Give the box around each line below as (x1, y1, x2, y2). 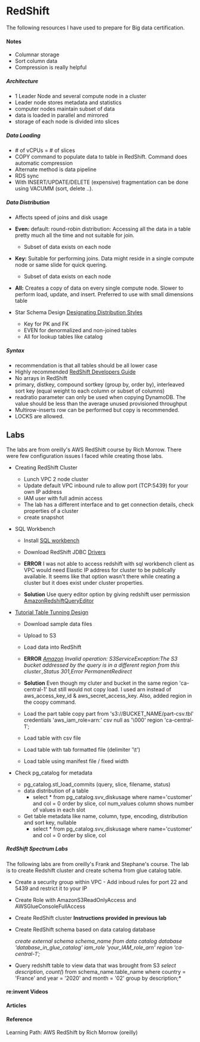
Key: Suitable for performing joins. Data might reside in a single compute (14, 255, 194, 262)
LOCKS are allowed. (14, 413, 64, 420)
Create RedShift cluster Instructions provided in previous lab (14, 914, 167, 921)
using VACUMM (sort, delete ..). (14, 185, 94, 192)
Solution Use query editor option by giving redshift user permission (23, 591, 190, 598)
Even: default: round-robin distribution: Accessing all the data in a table (14, 226, 191, 233)
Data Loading (6, 132, 41, 139)
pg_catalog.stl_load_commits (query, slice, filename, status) (23, 780, 171, 788)
